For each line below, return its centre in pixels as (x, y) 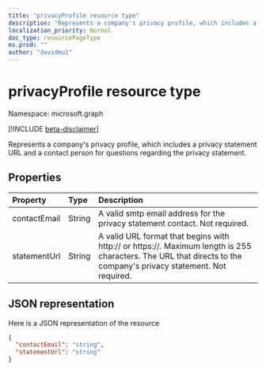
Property (29, 200)
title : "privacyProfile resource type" (74, 15)
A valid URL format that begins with (164, 236)
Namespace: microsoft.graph (56, 113)
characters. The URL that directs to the (171, 256)
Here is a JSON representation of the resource (84, 323)
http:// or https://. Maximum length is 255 (175, 246)
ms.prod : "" (28, 45)
